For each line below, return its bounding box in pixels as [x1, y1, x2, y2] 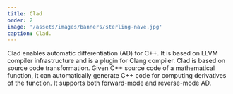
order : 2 [7, 17, 33, 24]
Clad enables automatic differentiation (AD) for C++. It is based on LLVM [7, 49, 218, 58]
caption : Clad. [7, 29, 52, 37]
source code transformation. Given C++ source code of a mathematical [7, 64, 215, 72]
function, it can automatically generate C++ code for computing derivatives [7, 72, 227, 80]
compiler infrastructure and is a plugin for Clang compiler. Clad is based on [7, 57, 226, 65]
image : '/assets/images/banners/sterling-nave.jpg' [7, 23, 162, 30]
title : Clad [7, 10, 42, 18]
